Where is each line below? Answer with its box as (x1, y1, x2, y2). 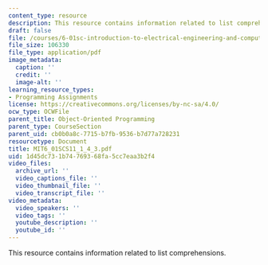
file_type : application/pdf (8, 49, 102, 57)
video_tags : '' (15, 212, 66, 220)
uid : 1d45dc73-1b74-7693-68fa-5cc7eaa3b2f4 (8, 152, 156, 160)
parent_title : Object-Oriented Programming (8, 115, 156, 123)
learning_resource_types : (8, 85, 94, 94)
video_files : (8, 160, 52, 168)
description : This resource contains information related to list (8, 19, 234, 27)
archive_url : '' (15, 167, 69, 175)
